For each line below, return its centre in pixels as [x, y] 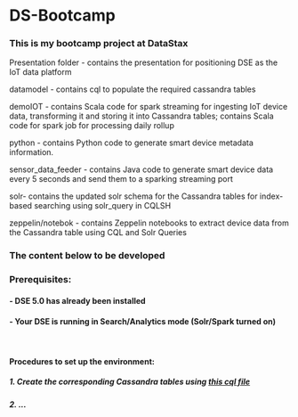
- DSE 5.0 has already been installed [77, 300]
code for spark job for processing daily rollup [92, 126]
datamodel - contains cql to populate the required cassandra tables [133, 89]
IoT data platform [40, 72]
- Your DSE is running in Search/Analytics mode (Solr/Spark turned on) [143, 321]
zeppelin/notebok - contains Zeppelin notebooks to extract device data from [149, 223]
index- [271, 196]
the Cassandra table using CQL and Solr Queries [98, 233]
